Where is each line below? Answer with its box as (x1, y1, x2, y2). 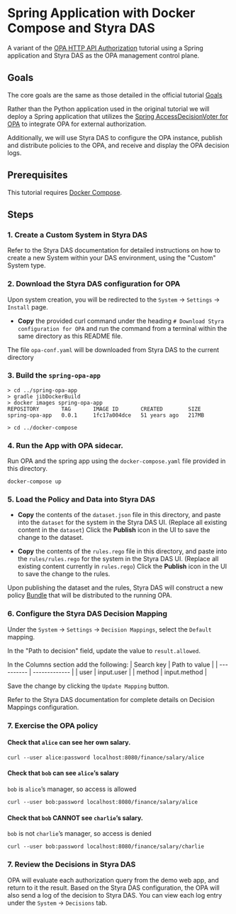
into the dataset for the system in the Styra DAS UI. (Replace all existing (17, 518, 227, 527)
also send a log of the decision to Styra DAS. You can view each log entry (7, 891, 223, 899)
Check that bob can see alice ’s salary (7, 769, 119, 777)
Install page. (7, 302, 48, 311)
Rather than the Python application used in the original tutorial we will (7, 105, 210, 113)
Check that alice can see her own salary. (7, 738, 131, 747)
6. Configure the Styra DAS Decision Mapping (7, 609, 168, 619)
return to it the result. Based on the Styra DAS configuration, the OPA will (7, 883, 220, 892)
